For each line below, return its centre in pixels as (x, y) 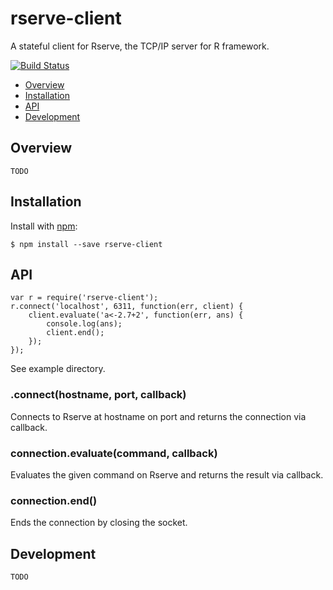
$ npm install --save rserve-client (86, 244)
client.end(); (75, 333)
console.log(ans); (84, 324)
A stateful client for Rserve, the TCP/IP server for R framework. (140, 46)
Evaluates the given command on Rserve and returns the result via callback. (167, 474)
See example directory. (58, 369)
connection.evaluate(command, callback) (114, 453)
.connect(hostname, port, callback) (98, 395)
